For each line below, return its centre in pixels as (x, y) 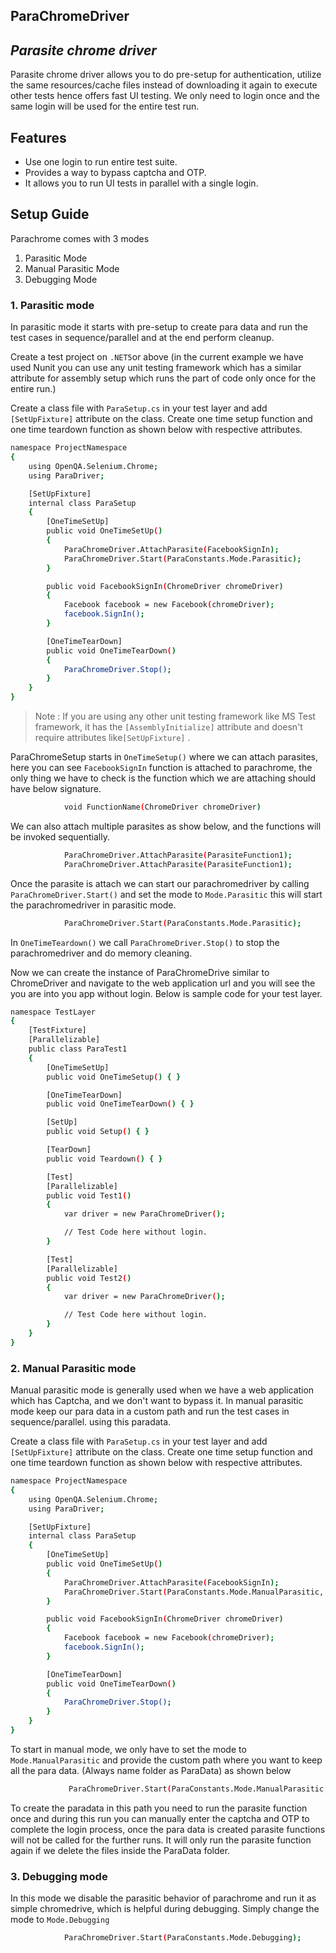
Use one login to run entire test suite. (101, 162)
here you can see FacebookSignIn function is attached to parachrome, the (161, 767)
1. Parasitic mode (52, 305)
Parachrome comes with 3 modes (80, 238)
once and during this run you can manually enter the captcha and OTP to (160, 1818)
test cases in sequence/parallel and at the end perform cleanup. (142, 338)
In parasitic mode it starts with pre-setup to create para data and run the (159, 327)
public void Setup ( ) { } (98, 1132)
